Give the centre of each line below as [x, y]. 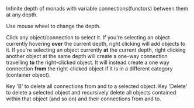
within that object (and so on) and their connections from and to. [84, 99]
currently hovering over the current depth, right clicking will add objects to [96, 44]
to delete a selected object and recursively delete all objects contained [91, 92]
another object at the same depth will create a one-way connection [87, 56]
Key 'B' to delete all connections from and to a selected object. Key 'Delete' [97, 86]
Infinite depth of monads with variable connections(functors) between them [97, 9]
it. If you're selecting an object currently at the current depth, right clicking [96, 50]
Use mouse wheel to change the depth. [53, 26]
